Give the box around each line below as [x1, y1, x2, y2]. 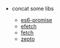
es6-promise [20, 17, 52, 23]
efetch [20, 23, 37, 30]
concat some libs [11, 5, 54, 12]
